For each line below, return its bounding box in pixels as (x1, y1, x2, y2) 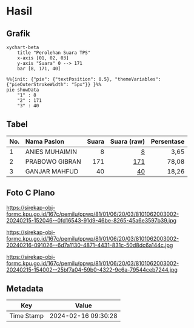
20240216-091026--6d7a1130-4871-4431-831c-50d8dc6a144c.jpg (6, 241, 173, 249)
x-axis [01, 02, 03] (17, 55, 69, 61)
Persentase (150, 137, 185, 146)
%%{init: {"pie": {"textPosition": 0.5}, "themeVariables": (6, 76, 162, 82)
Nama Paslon (25, 137, 65, 146)
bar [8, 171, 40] (17, 65, 61, 72)
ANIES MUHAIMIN (25, 147, 78, 156)
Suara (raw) (110, 137, 145, 146)
